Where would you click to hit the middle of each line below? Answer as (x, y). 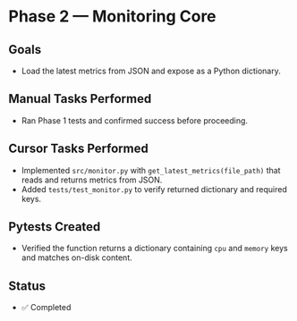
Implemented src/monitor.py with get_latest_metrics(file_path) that (151, 170)
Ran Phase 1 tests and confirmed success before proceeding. (134, 120)
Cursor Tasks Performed (78, 149)
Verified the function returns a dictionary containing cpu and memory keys (154, 249)
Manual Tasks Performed (80, 99)
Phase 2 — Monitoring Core (112, 17)
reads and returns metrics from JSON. (92, 180)
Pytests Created (55, 227)
